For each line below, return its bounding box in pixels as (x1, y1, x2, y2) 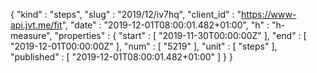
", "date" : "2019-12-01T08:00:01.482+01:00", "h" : (61, 19, 270, 31)
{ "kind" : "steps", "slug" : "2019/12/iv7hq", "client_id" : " (10, 9, 242, 20)
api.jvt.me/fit (10, 19, 63, 31)
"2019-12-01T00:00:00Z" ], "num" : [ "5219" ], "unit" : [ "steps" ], (10, 40, 278, 52)
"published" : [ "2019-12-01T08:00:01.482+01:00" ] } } (10, 51, 233, 63)
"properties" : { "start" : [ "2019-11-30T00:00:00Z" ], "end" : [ (54, 30, 307, 41)
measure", (10, 30, 53, 41)
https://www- (241, 9, 297, 20)
